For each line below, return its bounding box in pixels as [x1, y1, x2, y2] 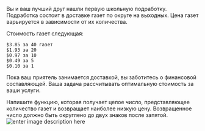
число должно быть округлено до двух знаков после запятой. [6, 112, 168, 118]
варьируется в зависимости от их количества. [6, 18, 128, 25]
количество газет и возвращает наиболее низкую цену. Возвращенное [6, 105, 192, 112]
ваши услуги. [6, 87, 41, 94]
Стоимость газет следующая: [6, 30, 84, 37]
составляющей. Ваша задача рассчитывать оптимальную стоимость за [6, 80, 194, 87]
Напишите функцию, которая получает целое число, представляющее [6, 99, 190, 105]
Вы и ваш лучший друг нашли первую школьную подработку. [6, 5, 167, 12]
